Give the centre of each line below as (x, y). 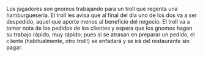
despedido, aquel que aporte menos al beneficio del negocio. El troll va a (98, 22)
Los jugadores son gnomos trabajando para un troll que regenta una (92, 9)
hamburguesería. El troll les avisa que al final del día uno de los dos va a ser (102, 15)
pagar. (14, 47)
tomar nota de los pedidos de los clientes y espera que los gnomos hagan (99, 28)
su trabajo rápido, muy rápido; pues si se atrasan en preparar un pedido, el (101, 35)
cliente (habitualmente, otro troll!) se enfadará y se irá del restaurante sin (98, 41)
